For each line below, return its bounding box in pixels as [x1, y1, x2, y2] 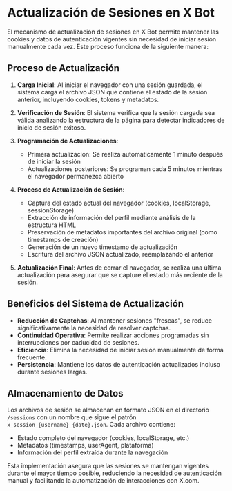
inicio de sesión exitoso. [17, 123, 86, 132]
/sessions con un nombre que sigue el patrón [7, 413, 137, 421]
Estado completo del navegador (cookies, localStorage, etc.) [17, 434, 190, 442]
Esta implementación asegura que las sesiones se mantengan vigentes [7, 462, 209, 470]
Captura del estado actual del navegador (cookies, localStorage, [27, 199, 211, 207]
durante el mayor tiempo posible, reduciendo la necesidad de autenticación [7, 469, 222, 477]
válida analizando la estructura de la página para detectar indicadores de [17, 116, 225, 124]
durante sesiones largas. [17, 368, 88, 376]
